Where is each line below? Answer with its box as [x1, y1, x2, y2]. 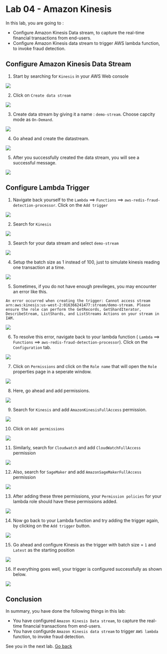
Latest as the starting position [12, 547, 75, 553]
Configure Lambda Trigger [5, 183, 90, 192]
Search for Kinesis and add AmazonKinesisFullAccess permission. [12, 406, 147, 412]
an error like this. [12, 288, 48, 294]
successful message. [12, 159, 57, 165]
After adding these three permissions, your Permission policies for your [12, 493, 162, 499]
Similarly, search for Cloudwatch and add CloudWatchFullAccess [12, 444, 141, 450]
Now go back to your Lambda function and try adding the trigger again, [12, 517, 160, 523]
